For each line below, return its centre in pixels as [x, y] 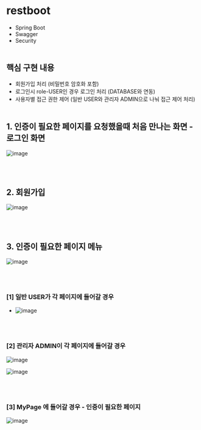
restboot [28, 11]
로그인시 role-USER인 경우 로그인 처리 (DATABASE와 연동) [85, 91]
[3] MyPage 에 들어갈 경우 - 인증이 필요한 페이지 [74, 407]
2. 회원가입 [26, 192]
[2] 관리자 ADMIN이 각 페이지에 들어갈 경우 [66, 346]
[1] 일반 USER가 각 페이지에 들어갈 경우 [60, 297]
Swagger [26, 34]
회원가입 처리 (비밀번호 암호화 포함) [57, 84]
